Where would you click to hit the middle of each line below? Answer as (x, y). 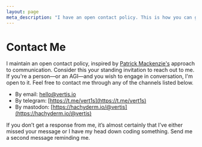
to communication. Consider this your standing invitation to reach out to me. (100, 70)
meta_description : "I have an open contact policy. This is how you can (99, 17)
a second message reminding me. (48, 138)
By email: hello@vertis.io (45, 94)
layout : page (23, 12)
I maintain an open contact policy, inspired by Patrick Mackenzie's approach (101, 64)
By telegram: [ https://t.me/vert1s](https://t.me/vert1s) (81, 101)
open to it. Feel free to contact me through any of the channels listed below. (100, 83)
